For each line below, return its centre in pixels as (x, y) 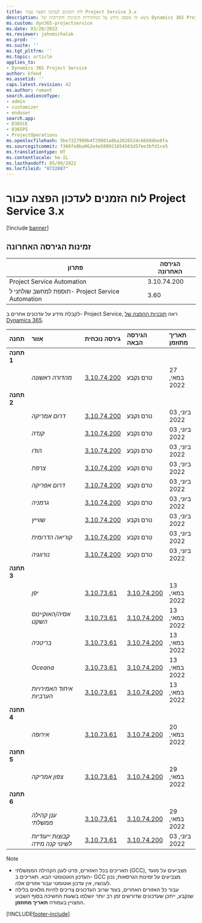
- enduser (19, 113)
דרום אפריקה (48, 485)
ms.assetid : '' (25, 79)
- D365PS (17, 130)
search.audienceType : (33, 96)
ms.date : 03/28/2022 (32, 29)
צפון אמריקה (47, 777)
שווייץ (38, 520)
